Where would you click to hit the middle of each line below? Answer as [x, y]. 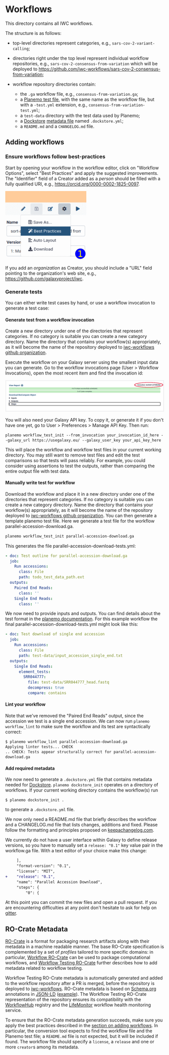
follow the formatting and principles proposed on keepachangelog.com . [80, 830]
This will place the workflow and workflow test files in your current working [83, 449]
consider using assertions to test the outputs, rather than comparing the [80, 466]
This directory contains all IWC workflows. [49, 23]
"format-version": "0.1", [44, 866]
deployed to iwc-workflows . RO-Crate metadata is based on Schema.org [81, 989]
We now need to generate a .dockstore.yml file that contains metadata [79, 779]
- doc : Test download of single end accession [55, 634]
